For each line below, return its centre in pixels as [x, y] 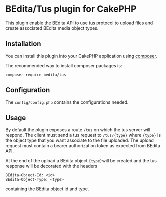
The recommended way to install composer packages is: [64, 65]
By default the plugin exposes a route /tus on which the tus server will [78, 130]
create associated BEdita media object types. [52, 28]
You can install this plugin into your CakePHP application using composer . [81, 56]
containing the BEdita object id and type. [47, 189]
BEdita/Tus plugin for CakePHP [71, 9]
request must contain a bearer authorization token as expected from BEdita [83, 146]
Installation [23, 44]
